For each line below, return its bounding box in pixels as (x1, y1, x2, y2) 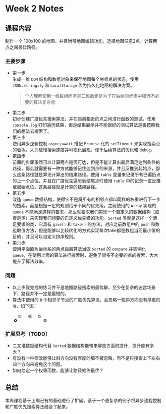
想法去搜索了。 (21, 128, 52, 134)
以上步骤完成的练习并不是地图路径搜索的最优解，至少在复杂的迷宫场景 (12, 284, 156, 290)
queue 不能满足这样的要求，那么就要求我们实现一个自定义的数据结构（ (12, 209, 155, 215)
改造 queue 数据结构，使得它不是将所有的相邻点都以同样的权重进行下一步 (12, 196, 161, 202)
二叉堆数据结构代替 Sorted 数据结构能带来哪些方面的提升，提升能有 (12, 343, 150, 349)
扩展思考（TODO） (5, 330, 51, 337)
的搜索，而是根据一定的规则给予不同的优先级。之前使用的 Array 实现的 (12, 203, 157, 209)
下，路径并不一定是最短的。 (12, 291, 69, 296)
